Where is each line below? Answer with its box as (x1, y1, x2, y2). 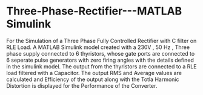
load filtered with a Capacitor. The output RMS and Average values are (6, 69, 182, 76)
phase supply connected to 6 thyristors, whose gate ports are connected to (6, 50, 195, 57)
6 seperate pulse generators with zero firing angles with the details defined (6, 56, 194, 64)
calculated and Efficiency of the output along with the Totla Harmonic (6, 76, 179, 83)
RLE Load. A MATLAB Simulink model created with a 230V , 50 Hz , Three (6, 44, 190, 51)
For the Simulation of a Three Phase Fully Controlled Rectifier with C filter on (6, 37, 197, 44)
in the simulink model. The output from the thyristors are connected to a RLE (6, 62, 197, 70)
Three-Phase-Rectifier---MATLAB (6, 4, 182, 18)
